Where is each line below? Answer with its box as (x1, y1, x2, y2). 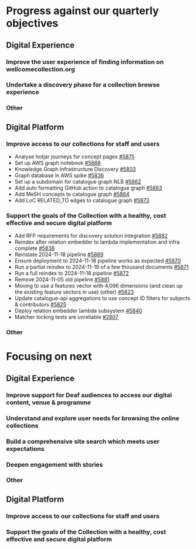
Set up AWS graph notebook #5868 (14, 159, 101, 167)
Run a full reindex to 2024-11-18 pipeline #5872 (14, 269, 129, 277)
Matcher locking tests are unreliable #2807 (14, 314, 119, 321)
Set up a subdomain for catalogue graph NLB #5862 (14, 178, 141, 185)
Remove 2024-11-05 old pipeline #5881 (14, 276, 110, 283)
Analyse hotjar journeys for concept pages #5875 (14, 153, 135, 160)
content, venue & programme (6, 398, 92, 407)
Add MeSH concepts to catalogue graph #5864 (14, 191, 130, 198)
